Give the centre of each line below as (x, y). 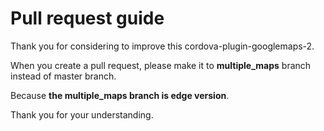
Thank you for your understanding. (82, 114)
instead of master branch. (63, 76)
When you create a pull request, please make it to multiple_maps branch (161, 65)
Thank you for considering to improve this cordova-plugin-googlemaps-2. (162, 46)
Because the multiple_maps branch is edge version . (120, 95)
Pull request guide (87, 18)
